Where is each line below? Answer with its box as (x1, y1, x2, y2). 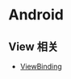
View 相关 (8, 39, 59, 53)
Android (8, 6, 65, 24)
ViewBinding (19, 62, 62, 71)
